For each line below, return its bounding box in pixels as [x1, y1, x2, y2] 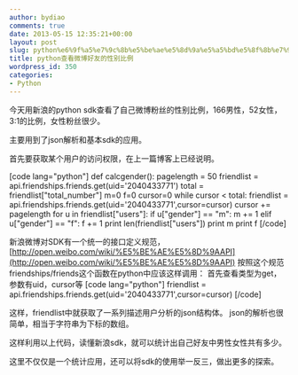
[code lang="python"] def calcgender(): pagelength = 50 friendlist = [9, 170, 259, 182]
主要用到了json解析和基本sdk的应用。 [9, 134, 147, 145]
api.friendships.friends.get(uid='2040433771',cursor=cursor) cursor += [9, 199, 271, 209]
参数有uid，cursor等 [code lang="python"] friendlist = [9, 278, 207, 289]
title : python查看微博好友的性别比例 [9, 54, 134, 63]
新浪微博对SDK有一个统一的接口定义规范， [9, 236, 166, 246]
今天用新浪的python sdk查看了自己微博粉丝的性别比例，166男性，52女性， [9, 104, 282, 115]
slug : [9, 46, 29, 55]
